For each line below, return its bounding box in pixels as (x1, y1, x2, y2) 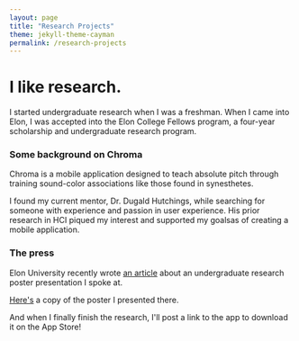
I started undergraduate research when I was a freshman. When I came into (9, 107, 290, 118)
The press (9, 247, 55, 259)
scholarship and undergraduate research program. (9, 126, 197, 137)
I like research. (9, 77, 122, 97)
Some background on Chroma (9, 148, 143, 161)
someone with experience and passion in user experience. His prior (9, 205, 260, 216)
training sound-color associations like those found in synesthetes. (9, 178, 254, 189)
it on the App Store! (9, 321, 82, 332)
